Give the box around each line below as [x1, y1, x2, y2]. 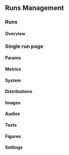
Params [5, 55, 21, 61]
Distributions [5, 89, 33, 94]
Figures [5, 133, 21, 139]
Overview [5, 30, 25, 36]
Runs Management [5, 4, 64, 12]
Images [5, 100, 21, 106]
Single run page [5, 43, 44, 49]
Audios [5, 111, 21, 117]
